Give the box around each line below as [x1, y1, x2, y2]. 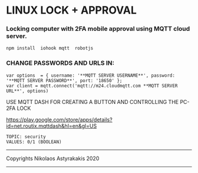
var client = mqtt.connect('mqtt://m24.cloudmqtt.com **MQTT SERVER [6, 83, 178, 89]
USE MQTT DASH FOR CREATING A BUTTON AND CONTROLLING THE [6, 98, 179, 105]
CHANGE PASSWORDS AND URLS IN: [6, 59, 115, 67]
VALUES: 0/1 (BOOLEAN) [6, 139, 62, 145]
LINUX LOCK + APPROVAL [6, 4, 137, 17]
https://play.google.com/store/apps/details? [6, 116, 113, 123]
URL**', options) [6, 88, 49, 94]
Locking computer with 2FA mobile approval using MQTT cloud [6, 25, 190, 33]
